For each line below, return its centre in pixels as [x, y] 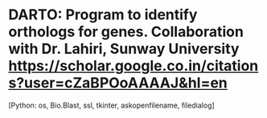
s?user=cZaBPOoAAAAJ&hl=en [118, 83]
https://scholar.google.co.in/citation [133, 66]
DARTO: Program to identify [103, 15]
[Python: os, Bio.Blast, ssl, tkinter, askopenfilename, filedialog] [111, 105]
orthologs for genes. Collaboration [126, 32]
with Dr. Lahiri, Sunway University [124, 49]
